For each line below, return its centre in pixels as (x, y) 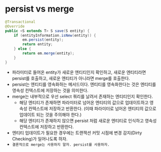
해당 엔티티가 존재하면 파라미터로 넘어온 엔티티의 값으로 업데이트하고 (84, 102)
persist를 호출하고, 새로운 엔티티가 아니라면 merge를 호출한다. (71, 78)
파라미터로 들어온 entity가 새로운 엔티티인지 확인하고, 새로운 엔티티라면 (79, 72)
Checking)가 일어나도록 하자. (40, 138)
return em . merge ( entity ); (49, 53)
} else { (22, 49)
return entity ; (38, 45)
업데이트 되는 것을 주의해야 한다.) (50, 114)
